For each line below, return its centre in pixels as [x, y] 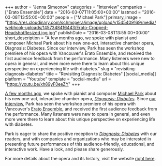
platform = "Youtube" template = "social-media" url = [58, 79]
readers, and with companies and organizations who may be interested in [78, 139]
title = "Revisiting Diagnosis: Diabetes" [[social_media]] [101, 74]
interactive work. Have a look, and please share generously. [65, 149]
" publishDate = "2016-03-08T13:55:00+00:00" [102, 33]
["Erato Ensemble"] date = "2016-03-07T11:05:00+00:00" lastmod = [73, 12]
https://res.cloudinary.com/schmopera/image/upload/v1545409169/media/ [81, 22]
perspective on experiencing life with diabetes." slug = [59, 69]
